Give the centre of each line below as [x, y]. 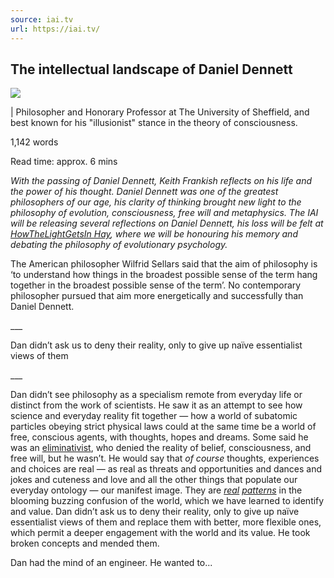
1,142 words [34, 142]
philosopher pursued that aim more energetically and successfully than [157, 296]
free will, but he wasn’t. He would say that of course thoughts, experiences [165, 458]
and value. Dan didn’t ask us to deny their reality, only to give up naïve [155, 512]
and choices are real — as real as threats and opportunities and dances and [166, 469]
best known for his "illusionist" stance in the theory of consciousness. [154, 123]
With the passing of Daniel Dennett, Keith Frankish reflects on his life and [161, 181]
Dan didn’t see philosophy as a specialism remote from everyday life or [156, 395]
